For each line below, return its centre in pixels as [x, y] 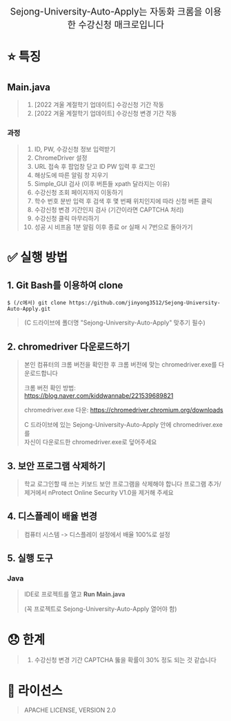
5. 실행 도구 [30, 558]
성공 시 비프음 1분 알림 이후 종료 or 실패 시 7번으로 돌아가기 [113, 227]
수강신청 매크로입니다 [121, 25]
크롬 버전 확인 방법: [50, 388]
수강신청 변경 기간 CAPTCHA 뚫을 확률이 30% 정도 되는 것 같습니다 [125, 660]
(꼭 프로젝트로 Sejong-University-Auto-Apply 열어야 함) [100, 609]
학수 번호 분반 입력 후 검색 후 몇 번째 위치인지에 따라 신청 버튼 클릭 [123, 201]
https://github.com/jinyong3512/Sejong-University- [144, 303]
